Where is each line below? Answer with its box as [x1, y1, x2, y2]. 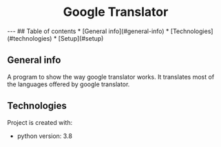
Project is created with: [7, 118, 73, 126]
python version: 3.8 [17, 132, 72, 140]
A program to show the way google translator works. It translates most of [7, 72, 215, 81]
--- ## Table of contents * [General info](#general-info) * [7, 27, 169, 35]
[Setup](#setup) [58, 34, 104, 42]
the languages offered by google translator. [7, 80, 130, 88]
